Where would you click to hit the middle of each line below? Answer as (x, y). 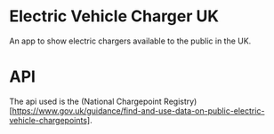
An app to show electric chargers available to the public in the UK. (130, 41)
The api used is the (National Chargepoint (85, 101)
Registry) (180, 101)
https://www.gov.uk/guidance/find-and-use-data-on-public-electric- (138, 110)
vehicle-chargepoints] (50, 120)
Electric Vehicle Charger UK (114, 16)
